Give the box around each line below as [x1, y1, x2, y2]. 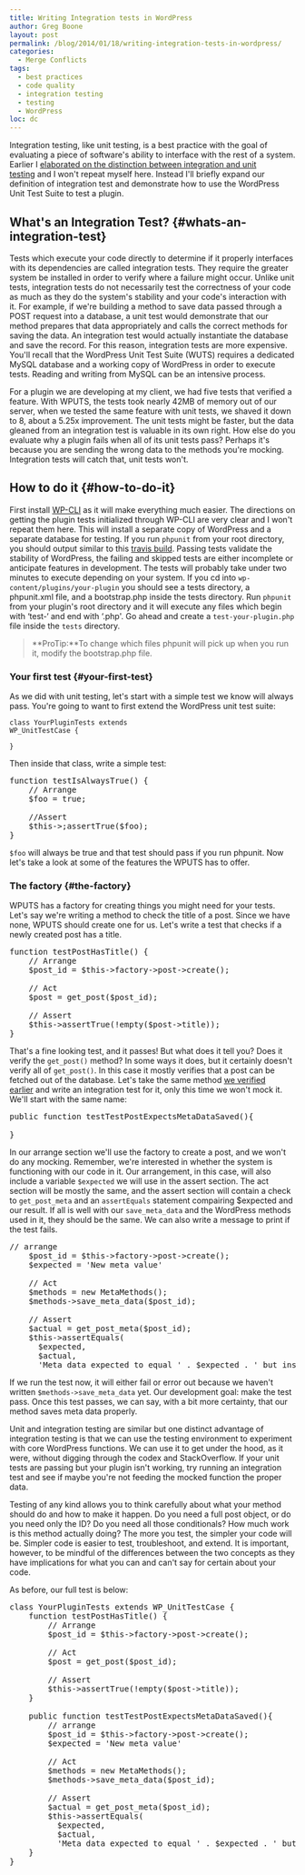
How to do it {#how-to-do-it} [9, 480, 176, 496]
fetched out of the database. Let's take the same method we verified [9, 1075, 266, 1086]
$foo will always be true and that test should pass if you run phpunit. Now [9, 847, 284, 858]
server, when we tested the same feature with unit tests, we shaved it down [9, 406, 292, 416]
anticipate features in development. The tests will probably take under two [9, 562, 288, 573]
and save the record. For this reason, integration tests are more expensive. [9, 339, 288, 350]
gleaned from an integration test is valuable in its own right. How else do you [9, 425, 296, 436]
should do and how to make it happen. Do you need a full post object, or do [9, 1509, 291, 1519]
